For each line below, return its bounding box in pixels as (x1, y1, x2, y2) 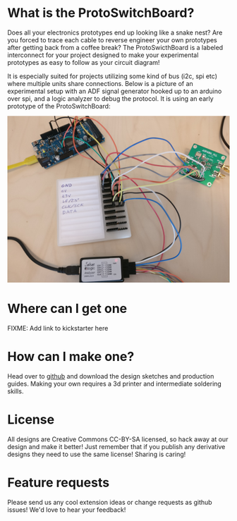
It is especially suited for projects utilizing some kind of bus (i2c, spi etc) (7, 72, 217, 80)
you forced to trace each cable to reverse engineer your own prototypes (7, 35, 217, 44)
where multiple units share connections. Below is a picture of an (7, 79, 194, 87)
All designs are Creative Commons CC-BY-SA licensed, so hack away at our (7, 435, 229, 443)
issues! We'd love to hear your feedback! (7, 505, 126, 514)
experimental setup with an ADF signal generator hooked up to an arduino (7, 87, 222, 95)
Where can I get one (7, 301, 128, 317)
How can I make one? (7, 349, 135, 364)
